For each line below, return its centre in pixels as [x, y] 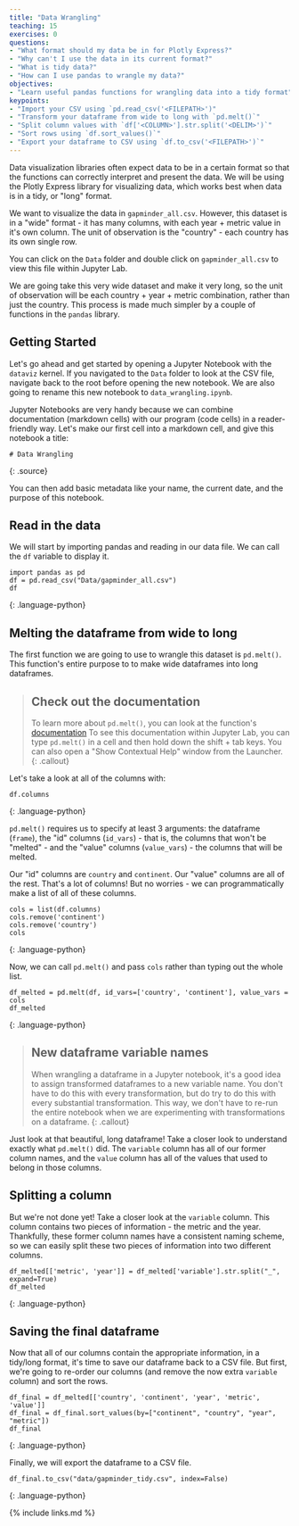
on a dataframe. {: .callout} [80, 1122]
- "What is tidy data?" [53, 68]
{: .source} [29, 470]
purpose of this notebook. [57, 497]
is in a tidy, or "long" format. [61, 195]
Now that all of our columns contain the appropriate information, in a [134, 1353]
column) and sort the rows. [59, 1381]
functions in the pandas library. [65, 314]
